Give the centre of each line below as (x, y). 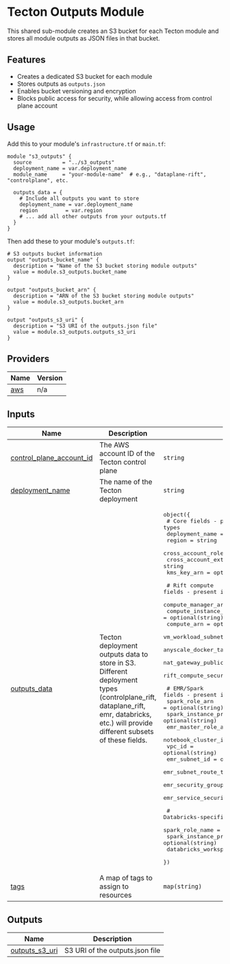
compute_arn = (189, 624)
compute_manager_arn (195, 605)
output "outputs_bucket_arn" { (52, 290)
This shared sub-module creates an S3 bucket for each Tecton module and (113, 31)
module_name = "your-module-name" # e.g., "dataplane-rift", (110, 174)
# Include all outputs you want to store (79, 198)
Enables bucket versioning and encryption (76, 91)
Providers (28, 359)
